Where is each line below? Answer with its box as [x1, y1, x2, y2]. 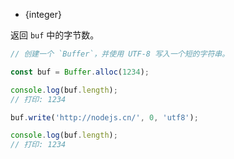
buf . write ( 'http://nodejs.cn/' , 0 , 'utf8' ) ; [10, 112, 199, 123]
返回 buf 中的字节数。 [10, 29, 100, 41]
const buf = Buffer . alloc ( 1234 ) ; [10, 67, 150, 77]
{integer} [24, 9, 63, 20]
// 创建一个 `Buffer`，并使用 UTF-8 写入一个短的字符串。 [10, 49, 230, 59]
